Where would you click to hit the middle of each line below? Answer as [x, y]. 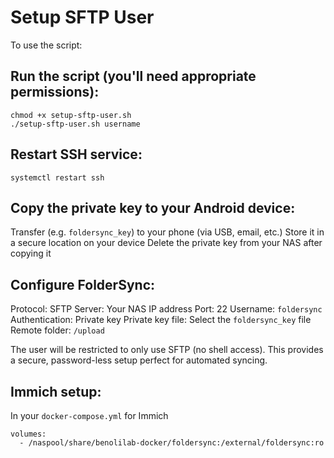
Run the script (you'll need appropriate [133, 76]
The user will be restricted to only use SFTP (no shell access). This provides [167, 350]
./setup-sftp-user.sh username [75, 124]
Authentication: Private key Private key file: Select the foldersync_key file [161, 320]
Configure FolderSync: [82, 284]
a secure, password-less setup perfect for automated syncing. [139, 360]
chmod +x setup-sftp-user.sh [71, 115]
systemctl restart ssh [57, 177]
